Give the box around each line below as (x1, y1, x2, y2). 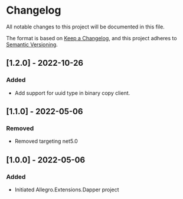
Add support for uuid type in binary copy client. (14, 89, 130, 97)
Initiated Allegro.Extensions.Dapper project (14, 186, 119, 193)
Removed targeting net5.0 (14, 137, 78, 145)
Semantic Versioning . (6, 41, 58, 48)
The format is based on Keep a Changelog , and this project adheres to (6, 34, 177, 41)
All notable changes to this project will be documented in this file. (6, 23, 165, 30)
